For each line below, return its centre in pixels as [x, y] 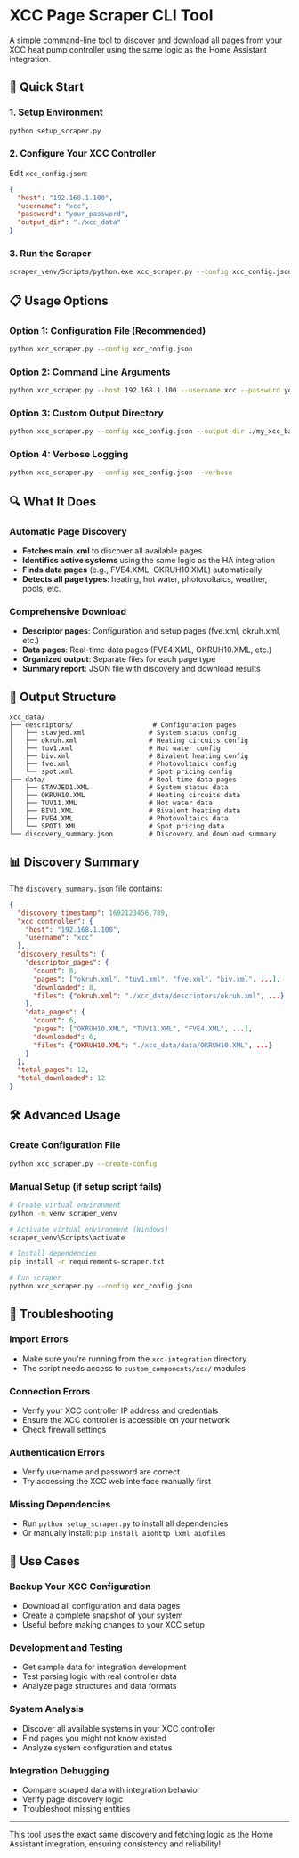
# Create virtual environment [65, 1205]
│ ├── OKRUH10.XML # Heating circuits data [125, 796]
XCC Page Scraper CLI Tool [111, 16]
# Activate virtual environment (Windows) [89, 1229]
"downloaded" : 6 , [65, 1037]
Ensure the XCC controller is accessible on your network [125, 1419]
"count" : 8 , [55, 971]
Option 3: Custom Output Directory [87, 413]
